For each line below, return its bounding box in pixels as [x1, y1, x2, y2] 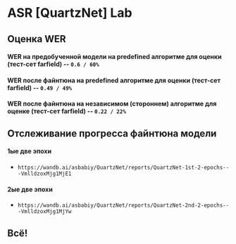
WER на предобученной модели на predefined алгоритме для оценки [7, 53, 222, 61]
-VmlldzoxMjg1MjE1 [17, 170, 72, 177]
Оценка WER [7, 33, 66, 45]
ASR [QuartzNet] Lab [7, 5, 132, 21]
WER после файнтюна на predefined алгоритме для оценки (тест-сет [7, 76, 221, 84]
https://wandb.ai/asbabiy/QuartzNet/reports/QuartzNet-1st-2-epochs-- [17, 164, 230, 171]
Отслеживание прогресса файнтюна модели [7, 127, 217, 139]
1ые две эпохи [7, 147, 51, 155]
